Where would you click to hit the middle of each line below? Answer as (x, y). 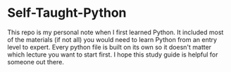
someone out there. (36, 62)
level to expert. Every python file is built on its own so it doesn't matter (110, 47)
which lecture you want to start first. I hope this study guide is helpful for (113, 55)
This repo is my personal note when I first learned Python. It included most (115, 32)
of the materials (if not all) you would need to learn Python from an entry (112, 39)
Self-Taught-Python (67, 13)
